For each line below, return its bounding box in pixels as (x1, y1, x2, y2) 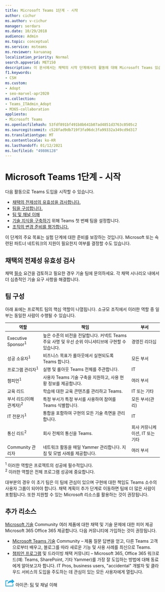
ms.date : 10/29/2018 (5, 29, 48, 34)
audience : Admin (5, 34, 38, 39)
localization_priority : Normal (5, 55, 69, 60)
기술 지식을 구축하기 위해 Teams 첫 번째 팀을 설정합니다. (12, 218, 120, 224)
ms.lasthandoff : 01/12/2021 (5, 143, 63, 148)
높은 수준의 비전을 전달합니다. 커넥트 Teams (43, 332, 127, 338)
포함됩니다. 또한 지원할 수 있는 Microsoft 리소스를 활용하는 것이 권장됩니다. (5, 492, 149, 497)
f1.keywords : (5, 70, 32, 75)
